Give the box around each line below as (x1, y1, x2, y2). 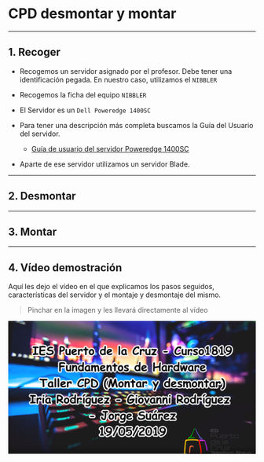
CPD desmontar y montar (8, 5, 177, 23)
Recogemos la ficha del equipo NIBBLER (19, 90, 147, 99)
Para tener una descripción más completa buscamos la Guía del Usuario (19, 120, 254, 130)
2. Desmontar (8, 189, 76, 203)
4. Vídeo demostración (8, 261, 123, 274)
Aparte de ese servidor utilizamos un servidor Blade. (19, 159, 190, 169)
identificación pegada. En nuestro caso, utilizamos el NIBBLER (19, 75, 218, 84)
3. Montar (8, 225, 57, 238)
